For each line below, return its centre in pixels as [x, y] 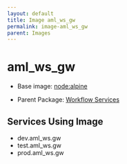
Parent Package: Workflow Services [68, 100]
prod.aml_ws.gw [40, 153]
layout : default [30, 13]
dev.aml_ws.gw [39, 138]
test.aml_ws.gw [39, 145]
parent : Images [29, 33]
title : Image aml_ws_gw [41, 20]
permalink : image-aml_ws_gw [48, 26]
